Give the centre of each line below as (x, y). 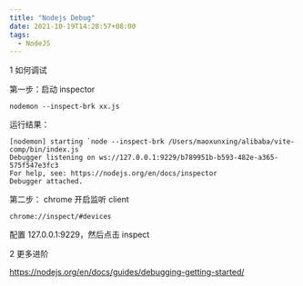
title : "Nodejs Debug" (52, 18)
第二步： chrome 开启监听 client (69, 200)
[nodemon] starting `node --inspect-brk (87, 142)
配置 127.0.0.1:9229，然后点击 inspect (80, 235)
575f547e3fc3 (34, 166)
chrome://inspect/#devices (61, 217)
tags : (20, 35)
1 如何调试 (28, 70)
